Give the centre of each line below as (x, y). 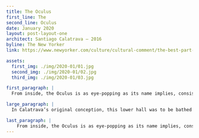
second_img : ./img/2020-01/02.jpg (54, 72)
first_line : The (26, 17)
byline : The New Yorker (36, 45)
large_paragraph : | (30, 104)
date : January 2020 (30, 28)
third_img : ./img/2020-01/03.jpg (53, 78)
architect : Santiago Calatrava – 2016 (54, 39)
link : (13, 50)
